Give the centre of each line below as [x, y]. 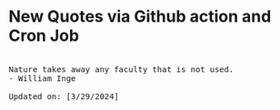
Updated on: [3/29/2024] [64, 96]
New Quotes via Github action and [140, 17]
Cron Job [44, 36]
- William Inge [42, 78]
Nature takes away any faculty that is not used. [121, 69]
